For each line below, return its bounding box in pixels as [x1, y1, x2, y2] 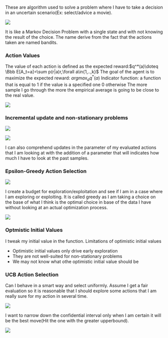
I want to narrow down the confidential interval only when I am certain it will [5, 312, 161, 318]
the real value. [5, 92, 35, 98]
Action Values [5, 52, 40, 59]
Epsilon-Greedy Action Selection [5, 167, 87, 175]
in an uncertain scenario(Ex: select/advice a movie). [5, 10, 113, 16]
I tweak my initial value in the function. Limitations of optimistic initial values [5, 238, 161, 244]
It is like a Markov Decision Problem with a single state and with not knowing [5, 29, 163, 35]
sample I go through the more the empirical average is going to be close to [5, 87, 159, 93]
